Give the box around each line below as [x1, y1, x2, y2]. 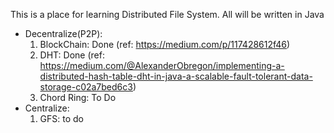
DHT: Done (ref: [39, 49, 105, 61]
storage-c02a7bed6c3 [39, 81, 133, 93]
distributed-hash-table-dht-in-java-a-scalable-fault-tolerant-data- [39, 70, 313, 82]
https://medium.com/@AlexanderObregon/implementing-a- [39, 60, 285, 71]
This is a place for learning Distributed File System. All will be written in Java [10, 9, 325, 20]
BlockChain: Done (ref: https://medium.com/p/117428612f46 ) [39, 39, 291, 50]
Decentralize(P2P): [24, 28, 103, 39]
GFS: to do [39, 113, 84, 124]
